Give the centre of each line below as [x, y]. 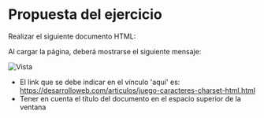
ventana [33, 107]
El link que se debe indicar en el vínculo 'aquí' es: [100, 82]
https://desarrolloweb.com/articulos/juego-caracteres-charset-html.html [138, 90]
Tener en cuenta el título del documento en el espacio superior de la [130, 98]
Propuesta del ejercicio [86, 15]
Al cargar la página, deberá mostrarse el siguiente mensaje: [105, 51]
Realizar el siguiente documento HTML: [72, 36]
